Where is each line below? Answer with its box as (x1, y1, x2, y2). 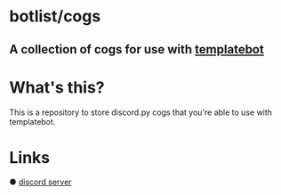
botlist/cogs (9, 6, 101, 27)
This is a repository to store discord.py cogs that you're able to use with (9, 107, 273, 118)
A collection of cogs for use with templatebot (9, 42, 264, 57)
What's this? (9, 77, 105, 97)
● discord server (9, 176, 73, 188)
